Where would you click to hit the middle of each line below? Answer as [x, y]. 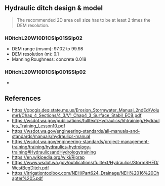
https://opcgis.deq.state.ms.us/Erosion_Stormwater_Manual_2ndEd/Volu [85, 110]
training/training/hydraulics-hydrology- [51, 147]
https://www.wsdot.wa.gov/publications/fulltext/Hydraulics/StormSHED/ [85, 163]
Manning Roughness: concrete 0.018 [49, 59]
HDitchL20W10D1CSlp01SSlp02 [43, 38]
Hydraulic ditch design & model [54, 8]
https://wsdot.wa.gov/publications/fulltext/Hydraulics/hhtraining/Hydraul [86, 121]
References [23, 98]
